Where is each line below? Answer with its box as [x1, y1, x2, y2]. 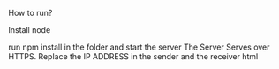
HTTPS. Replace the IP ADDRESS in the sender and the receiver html [8, 51, 259, 61]
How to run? [8, 8, 53, 18]
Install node [8, 25, 51, 34]
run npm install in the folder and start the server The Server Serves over [8, 42, 270, 52]
